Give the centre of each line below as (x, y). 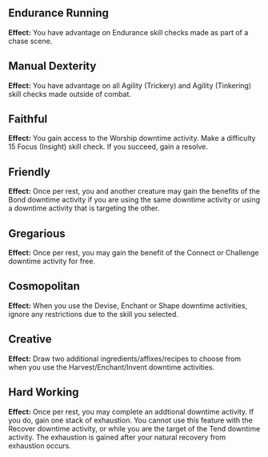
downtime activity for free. (52, 261)
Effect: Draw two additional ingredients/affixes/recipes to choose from (125, 359)
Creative (30, 339)
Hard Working (44, 393)
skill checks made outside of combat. (70, 94)
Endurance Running (59, 13)
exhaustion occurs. (40, 445)
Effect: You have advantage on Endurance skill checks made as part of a (128, 32)
